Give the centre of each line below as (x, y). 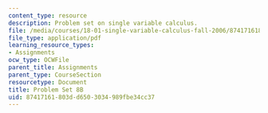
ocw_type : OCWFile (39, 60)
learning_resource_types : (51, 45)
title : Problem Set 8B (46, 90)
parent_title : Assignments (53, 68)
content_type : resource (48, 16)
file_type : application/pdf (55, 38)
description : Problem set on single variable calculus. (103, 23)
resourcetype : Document (48, 82)
